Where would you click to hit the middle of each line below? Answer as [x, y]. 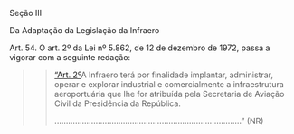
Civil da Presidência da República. [117, 103]
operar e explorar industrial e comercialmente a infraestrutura [169, 84]
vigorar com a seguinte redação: [70, 57]
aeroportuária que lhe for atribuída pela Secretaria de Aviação [169, 94]
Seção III [26, 13]
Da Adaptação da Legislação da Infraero [85, 30]
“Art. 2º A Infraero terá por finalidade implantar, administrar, [164, 75]
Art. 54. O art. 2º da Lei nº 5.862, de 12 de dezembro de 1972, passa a [140, 48]
